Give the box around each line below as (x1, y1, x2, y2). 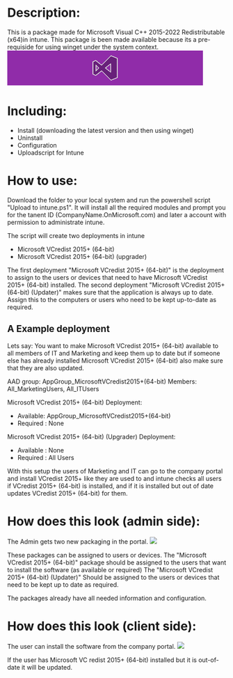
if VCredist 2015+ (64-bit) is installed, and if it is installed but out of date (7, 482, 214, 490)
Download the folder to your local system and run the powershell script (7, 196, 211, 204)
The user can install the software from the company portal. (7, 642, 176, 650)
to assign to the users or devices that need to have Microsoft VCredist (7, 273, 208, 281)
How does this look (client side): (7, 618, 197, 634)
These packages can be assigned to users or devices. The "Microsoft (7, 551, 207, 559)
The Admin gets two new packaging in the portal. (7, 537, 148, 546)
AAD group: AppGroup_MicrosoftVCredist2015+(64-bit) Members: (7, 377, 197, 386)
